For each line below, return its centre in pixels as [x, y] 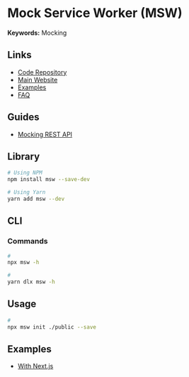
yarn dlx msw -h [31, 282]
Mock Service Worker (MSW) [95, 13]
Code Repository [42, 72]
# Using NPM [25, 173]
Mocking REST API [45, 134]
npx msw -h [23, 263]
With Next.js [35, 366]
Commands [28, 241]
